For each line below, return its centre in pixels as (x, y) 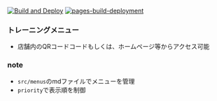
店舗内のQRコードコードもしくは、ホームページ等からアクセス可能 (113, 47)
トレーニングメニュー (43, 30)
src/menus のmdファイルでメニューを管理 (76, 81)
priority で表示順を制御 (51, 90)
